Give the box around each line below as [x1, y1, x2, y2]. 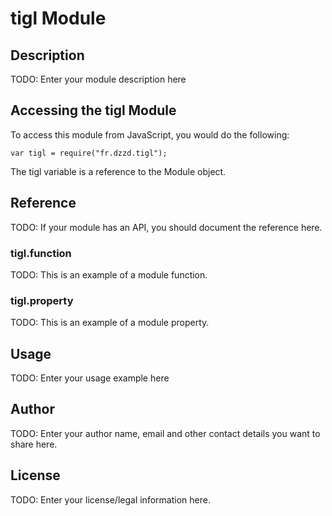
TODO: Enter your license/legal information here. [10, 493, 211, 506]
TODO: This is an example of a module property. [10, 317, 210, 329]
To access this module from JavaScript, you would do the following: [10, 128, 290, 141]
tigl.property [10, 293, 74, 307]
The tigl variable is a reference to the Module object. [10, 165, 227, 177]
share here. [10, 438, 58, 450]
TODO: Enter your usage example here [10, 372, 170, 384]
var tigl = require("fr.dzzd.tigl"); [10, 148, 168, 158]
